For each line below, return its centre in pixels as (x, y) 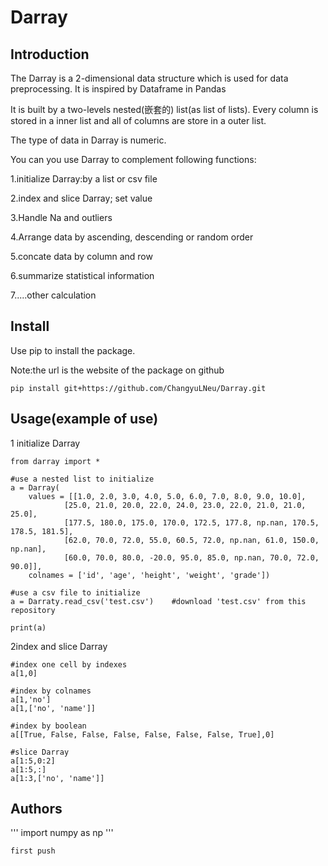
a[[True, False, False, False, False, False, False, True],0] (142, 734)
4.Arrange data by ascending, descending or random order (132, 237)
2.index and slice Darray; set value (81, 198)
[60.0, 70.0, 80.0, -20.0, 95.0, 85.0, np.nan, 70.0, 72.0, (191, 557)
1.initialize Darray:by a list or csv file (84, 179)
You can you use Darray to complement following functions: (133, 159)
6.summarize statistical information (82, 275)
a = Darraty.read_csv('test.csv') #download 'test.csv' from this (158, 601)
